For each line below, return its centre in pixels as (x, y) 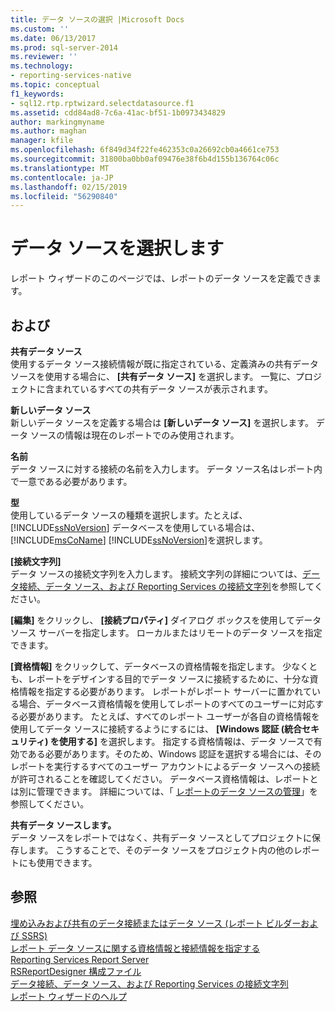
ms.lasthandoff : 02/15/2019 (69, 187)
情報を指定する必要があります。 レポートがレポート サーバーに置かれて (165, 691)
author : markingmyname (57, 122)
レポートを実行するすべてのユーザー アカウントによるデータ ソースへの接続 (165, 766)
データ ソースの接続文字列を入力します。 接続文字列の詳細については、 (156, 574)
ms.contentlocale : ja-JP (62, 177)
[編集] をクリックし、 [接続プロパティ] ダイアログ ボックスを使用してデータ (166, 620)
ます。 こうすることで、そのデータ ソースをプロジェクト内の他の (160, 850)
